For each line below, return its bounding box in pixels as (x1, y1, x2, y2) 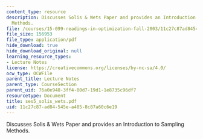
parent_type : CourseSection (6, 82, 77, 88)
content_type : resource (6, 8, 66, 15)
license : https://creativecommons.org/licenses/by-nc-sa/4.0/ (6, 64, 166, 71)
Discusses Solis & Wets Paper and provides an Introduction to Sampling (6, 120, 184, 128)
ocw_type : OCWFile (6, 70, 53, 76)
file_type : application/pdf (6, 37, 77, 43)
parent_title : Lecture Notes (6, 76, 80, 82)
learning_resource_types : (6, 54, 71, 60)
